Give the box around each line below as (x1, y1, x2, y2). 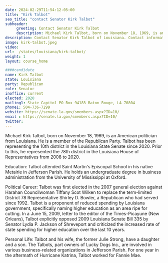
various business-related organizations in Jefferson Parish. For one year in (5, 246, 159, 253)
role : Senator (5, 86, 35, 91)
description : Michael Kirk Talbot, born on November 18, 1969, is (16, 31, 157, 36)
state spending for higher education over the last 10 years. (5, 226, 125, 232)
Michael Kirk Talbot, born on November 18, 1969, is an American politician (5, 132, 157, 138)
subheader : (5, 21, 28, 27)
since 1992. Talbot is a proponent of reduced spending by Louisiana (5, 200, 145, 206)
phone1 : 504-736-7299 (5, 105, 50, 110)
